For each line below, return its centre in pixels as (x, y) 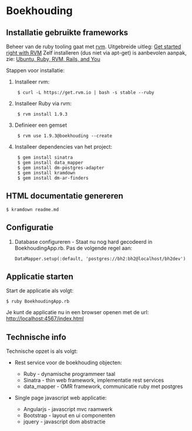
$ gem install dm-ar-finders (53, 178)
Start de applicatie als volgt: (40, 291)
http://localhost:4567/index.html (45, 319)
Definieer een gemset (41, 125)
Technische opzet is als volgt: (42, 351)
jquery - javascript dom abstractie (64, 422)
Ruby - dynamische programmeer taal (69, 374)
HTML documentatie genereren (65, 196)
